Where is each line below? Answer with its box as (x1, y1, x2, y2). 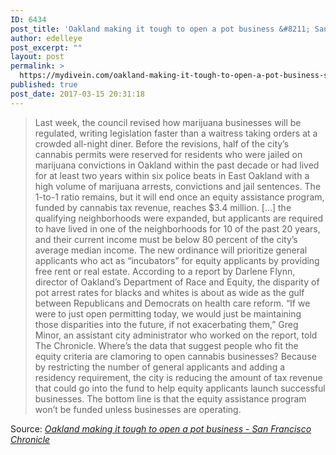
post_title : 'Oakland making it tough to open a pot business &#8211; (10, 24, 311, 34)
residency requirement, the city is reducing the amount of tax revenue (34, 371, 323, 383)
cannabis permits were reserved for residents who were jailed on (34, 148, 303, 160)
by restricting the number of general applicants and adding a (34, 361, 286, 373)
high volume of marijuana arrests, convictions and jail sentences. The (34, 180, 322, 192)
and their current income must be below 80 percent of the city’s (34, 233, 298, 245)
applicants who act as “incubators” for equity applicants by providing (34, 254, 320, 266)
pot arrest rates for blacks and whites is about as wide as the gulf (34, 286, 305, 298)
